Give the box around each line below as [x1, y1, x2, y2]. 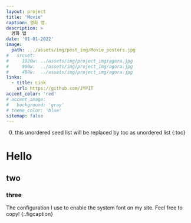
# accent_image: [6, 96, 46, 102]
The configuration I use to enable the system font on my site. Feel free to [6, 204, 183, 211]
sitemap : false [6, 113, 44, 119]
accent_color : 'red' [6, 91, 57, 97]
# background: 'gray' [6, 101, 65, 108]
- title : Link [11, 80, 46, 86]
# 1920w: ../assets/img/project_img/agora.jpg [6, 58, 133, 64]
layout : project [6, 8, 46, 15]
